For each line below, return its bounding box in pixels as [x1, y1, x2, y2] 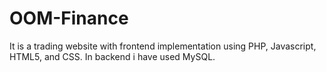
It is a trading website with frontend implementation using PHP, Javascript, [9, 40, 317, 52]
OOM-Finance [9, 7, 129, 30]
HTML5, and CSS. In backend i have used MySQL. [9, 50, 216, 62]
